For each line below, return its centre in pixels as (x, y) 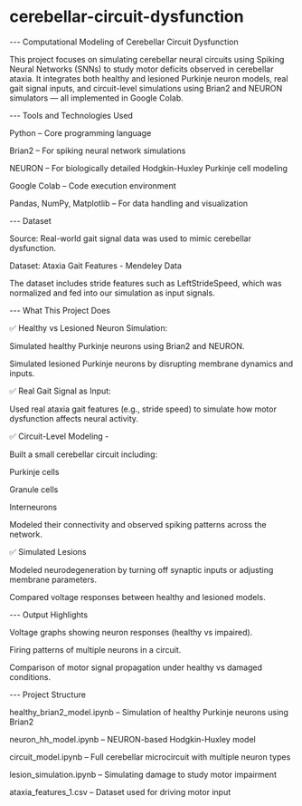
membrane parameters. (53, 579)
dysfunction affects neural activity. (74, 418)
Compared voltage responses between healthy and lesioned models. (137, 597)
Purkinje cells (34, 471)
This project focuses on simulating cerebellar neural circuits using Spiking (147, 59)
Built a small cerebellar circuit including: (84, 454)
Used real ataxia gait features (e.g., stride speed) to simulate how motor (143, 409)
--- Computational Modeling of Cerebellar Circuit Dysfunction (124, 42)
